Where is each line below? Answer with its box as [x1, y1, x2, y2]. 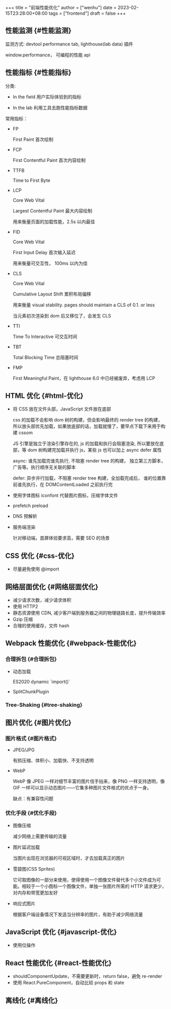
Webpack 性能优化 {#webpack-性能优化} [5, 639, 137, 648]
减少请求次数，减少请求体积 [12, 597, 72, 603]
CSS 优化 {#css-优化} [5, 551, 75, 560]
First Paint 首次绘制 [12, 136, 54, 142]
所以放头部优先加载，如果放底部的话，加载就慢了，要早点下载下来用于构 [12, 423, 165, 429]
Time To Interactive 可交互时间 [12, 333, 78, 340]
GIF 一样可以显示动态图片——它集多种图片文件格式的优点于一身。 [12, 785, 152, 791]
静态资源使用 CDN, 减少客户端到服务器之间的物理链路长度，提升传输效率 [12, 610, 166, 616]
